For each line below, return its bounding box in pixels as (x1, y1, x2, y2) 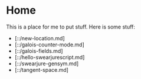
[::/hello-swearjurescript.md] (14, 53, 85, 61)
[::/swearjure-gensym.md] (14, 60, 79, 67)
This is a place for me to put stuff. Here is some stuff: (6, 23, 136, 30)
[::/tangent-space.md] (14, 66, 69, 73)
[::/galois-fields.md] (14, 47, 63, 54)
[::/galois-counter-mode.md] (14, 41, 84, 48)
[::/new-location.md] (14, 34, 65, 42)
